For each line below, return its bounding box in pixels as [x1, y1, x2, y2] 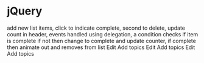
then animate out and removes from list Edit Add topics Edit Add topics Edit [7, 44, 195, 51]
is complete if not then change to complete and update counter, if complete [7, 37, 197, 44]
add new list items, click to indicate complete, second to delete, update [7, 24, 185, 31]
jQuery [7, 4, 43, 18]
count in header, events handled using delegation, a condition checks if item [7, 30, 199, 38]
